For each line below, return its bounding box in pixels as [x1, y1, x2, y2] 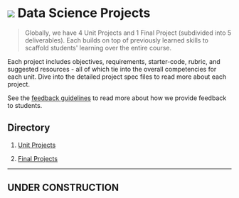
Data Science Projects [17, 5, 151, 21]
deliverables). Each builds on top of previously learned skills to [24, 35, 208, 44]
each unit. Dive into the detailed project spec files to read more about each [7, 72, 227, 81]
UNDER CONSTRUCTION [7, 182, 119, 194]
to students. [7, 101, 43, 109]
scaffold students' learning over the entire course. [24, 43, 172, 52]
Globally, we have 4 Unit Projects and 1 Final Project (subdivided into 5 [24, 28, 232, 37]
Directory [7, 122, 51, 134]
